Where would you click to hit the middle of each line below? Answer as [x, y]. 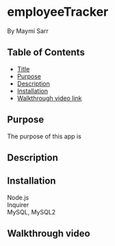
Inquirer [18, 205]
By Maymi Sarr [28, 31]
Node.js [18, 197]
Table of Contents [46, 52]
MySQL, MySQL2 [31, 212]
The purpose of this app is [44, 136]
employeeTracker [58, 12]
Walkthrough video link [49, 98]
